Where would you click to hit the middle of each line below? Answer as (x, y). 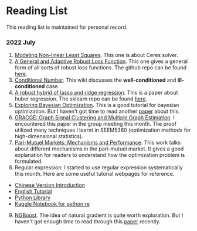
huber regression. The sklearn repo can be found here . (81, 99)
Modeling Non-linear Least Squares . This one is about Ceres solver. (96, 55)
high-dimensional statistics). (49, 136)
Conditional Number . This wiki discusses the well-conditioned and (95, 80)
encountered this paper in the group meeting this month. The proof (96, 124)
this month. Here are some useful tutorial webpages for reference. (94, 174)
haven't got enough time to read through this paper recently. (88, 222)
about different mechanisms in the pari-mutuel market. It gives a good (99, 149)
